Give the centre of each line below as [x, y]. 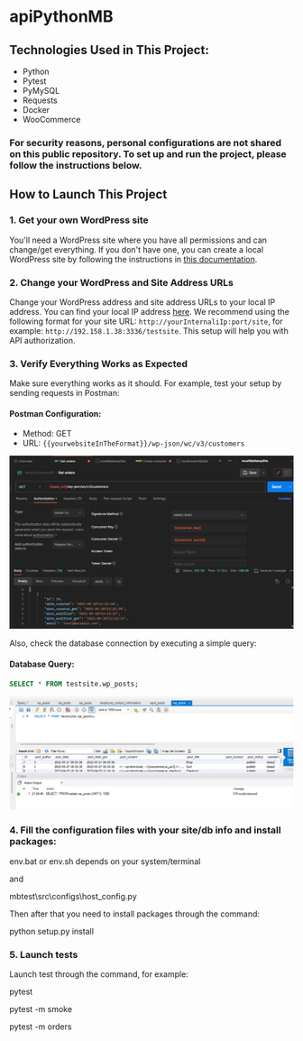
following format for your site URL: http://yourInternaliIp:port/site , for [147, 321]
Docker [36, 110]
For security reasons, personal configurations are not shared [146, 143]
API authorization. [42, 340]
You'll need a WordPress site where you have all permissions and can [138, 240]
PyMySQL [41, 91]
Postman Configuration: [55, 413]
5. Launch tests [44, 954]
